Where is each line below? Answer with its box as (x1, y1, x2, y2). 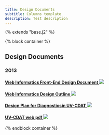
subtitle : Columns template (5, 12, 62, 16)
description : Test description (5, 16, 68, 21)
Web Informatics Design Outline (5, 91, 71, 97)
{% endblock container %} (5, 125, 58, 131)
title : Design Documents (5, 7, 55, 12)
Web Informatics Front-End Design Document (5, 80, 98, 85)
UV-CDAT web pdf (5, 114, 42, 121)
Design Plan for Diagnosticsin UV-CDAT (5, 103, 86, 108)
